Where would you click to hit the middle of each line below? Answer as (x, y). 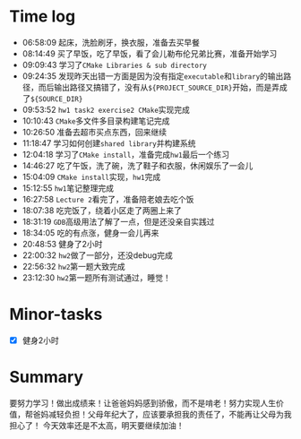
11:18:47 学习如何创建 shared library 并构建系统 (109, 143)
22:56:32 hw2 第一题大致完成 (73, 266)
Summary (46, 377)
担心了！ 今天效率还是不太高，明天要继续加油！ (97, 425)
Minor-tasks (56, 314)
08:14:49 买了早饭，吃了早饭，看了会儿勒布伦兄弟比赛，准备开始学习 (150, 53)
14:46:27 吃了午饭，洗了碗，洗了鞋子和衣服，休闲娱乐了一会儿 (138, 165)
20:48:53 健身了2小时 (62, 244)
